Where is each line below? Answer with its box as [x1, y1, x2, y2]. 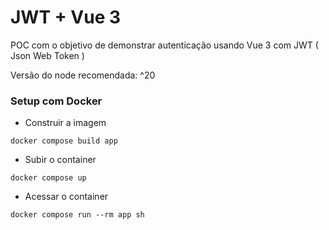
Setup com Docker [10, 94, 103, 108]
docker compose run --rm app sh [10, 210, 145, 220]
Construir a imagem [24, 117, 107, 129]
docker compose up [10, 173, 87, 183]
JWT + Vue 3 [10, 6, 122, 29]
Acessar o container [24, 191, 109, 203]
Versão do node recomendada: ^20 [10, 69, 156, 81]
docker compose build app [10, 136, 118, 146]
